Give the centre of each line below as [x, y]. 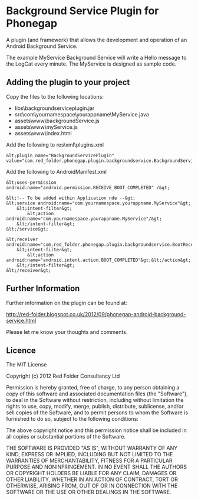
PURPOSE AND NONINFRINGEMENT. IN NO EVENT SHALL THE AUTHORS [97, 467]
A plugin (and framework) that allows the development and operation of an [97, 40]
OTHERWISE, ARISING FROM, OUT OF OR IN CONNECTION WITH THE [92, 486]
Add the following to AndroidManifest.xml [57, 171]
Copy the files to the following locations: [55, 96]
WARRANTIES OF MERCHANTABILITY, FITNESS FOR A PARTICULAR [89, 461]
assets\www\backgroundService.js [57, 121]
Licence [21, 350]
